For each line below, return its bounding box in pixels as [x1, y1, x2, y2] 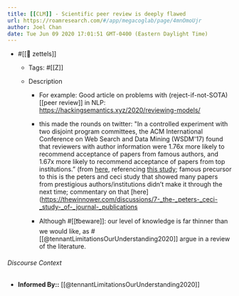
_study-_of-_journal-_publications [38, 203, 138, 212]
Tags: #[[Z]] [28, 63, 64, 72]
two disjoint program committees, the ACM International [38, 127, 203, 136]
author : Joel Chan [7, 23, 62, 31]
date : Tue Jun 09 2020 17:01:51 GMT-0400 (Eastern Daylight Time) [7, 30, 208, 38]
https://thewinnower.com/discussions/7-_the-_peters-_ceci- [41, 195, 218, 204]
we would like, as [38, 227, 90, 236]
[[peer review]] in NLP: [38, 99, 106, 107]
